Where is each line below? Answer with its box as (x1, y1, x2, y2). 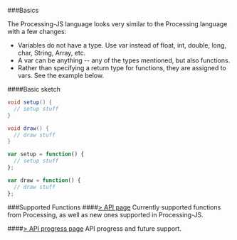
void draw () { (7, 124, 50, 132)
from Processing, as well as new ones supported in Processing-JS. (7, 210, 204, 219)
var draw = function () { (7, 177, 81, 184)
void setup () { (7, 99, 53, 106)
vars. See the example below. (17, 71, 105, 80)
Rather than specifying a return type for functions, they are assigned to (17, 64, 226, 72)
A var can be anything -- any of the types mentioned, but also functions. (17, 56, 231, 65)
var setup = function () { (7, 151, 84, 158)
